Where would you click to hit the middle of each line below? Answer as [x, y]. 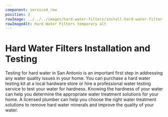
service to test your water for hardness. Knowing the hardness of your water [84, 89]
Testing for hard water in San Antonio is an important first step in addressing [84, 73]
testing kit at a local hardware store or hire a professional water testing [78, 83]
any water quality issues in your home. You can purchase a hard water [78, 78]
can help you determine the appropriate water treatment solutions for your [82, 94]
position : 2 [18, 14]
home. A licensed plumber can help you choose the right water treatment [81, 99]
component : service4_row [31, 10]
